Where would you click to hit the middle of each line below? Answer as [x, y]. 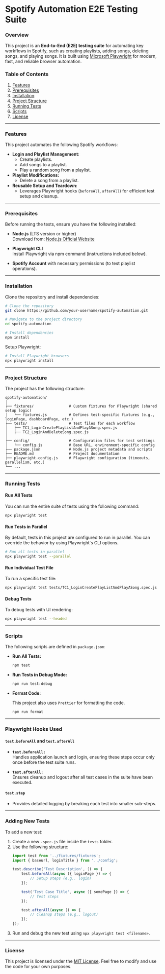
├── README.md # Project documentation [62, 453]
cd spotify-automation [28, 324]
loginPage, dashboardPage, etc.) [39, 419]
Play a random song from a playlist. [55, 170]
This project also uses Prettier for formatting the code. [69, 703]
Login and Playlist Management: [46, 154]
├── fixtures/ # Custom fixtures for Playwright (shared [81, 406]
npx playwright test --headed [36, 619]
